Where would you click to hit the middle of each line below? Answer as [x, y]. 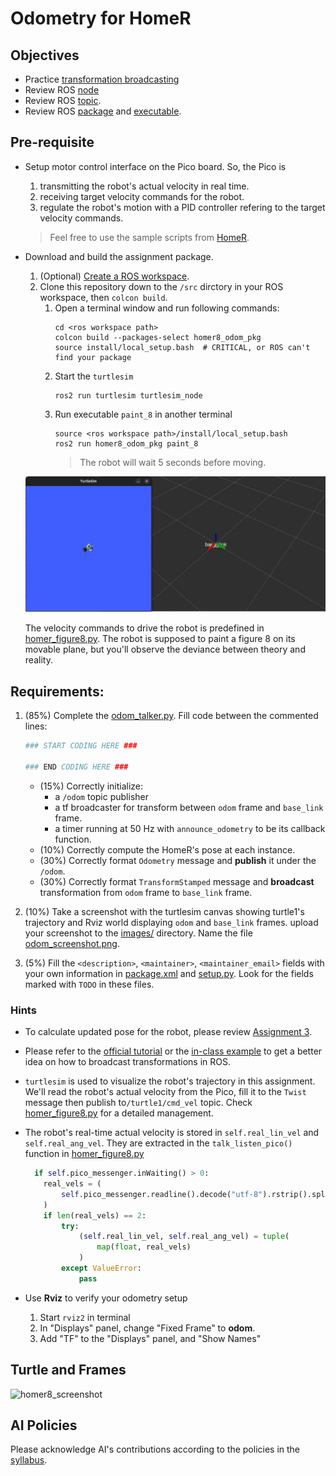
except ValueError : [101, 1268]
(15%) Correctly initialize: [91, 786]
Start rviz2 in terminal [85, 1317]
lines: [36, 726]
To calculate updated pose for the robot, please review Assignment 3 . [168, 1032]
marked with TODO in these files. [89, 984]
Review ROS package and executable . [103, 111]
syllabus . [29, 1460]
